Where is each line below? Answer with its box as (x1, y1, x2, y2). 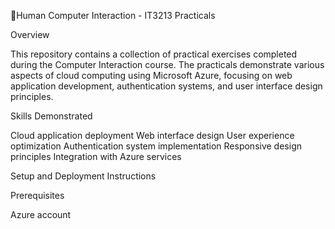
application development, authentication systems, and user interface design (10, 80, 323, 92)
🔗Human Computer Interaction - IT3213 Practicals (10, 10, 216, 21)
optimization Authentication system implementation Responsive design (10, 140, 302, 152)
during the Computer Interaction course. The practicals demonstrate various (10, 59, 325, 70)
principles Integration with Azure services (10, 151, 182, 162)
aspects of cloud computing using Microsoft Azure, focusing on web (10, 70, 293, 81)
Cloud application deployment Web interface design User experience (10, 130, 295, 141)
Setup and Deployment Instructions (10, 170, 157, 182)
